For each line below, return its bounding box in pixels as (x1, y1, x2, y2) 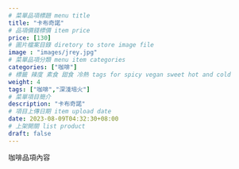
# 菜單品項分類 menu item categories (8, 56, 125, 64)
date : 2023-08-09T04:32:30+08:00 (8, 115, 119, 123)
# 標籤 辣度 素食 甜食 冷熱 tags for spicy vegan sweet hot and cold (8, 71, 232, 79)
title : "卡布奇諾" (8, 19, 65, 27)
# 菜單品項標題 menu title (8, 11, 91, 20)
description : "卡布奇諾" (8, 100, 86, 108)
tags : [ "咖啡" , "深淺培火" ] (8, 85, 91, 94)
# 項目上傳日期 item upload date (8, 108, 112, 116)
